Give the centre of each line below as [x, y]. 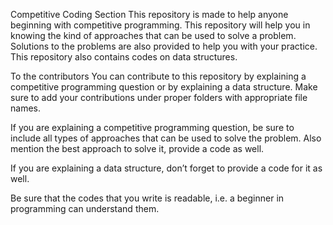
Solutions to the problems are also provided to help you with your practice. [164, 46]
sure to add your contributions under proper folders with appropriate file [159, 97]
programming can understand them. [85, 208]
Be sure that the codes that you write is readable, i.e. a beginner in [147, 198]
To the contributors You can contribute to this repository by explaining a [158, 76]
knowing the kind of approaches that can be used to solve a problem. [153, 35]
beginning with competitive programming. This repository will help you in [160, 25]
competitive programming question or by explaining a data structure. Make [164, 87]
